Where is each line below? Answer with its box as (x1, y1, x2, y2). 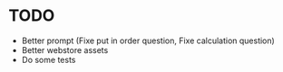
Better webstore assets (21, 44, 109, 55)
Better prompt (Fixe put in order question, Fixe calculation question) (21, 35, 276, 46)
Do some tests (21, 54, 76, 65)
